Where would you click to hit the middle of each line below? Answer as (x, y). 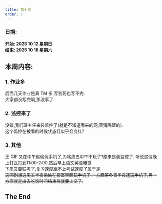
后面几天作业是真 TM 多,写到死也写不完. (45, 93)
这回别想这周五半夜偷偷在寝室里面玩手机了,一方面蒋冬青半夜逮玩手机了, (77, 175)
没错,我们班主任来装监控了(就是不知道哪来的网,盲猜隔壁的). (64, 125)
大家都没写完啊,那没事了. (30, 100)
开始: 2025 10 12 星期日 (29, 44)
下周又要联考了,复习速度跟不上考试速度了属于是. (53, 169)
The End (18, 197)
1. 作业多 (15, 82)
